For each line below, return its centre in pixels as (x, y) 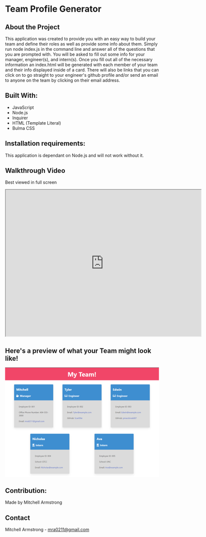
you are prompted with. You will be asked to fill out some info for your (75, 54)
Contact (18, 518)
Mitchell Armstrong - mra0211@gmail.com (47, 530)
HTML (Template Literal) (37, 123)
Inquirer (20, 118)
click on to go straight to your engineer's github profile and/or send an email (82, 75)
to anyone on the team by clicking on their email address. (63, 80)
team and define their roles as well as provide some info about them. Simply (81, 44)
